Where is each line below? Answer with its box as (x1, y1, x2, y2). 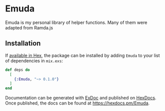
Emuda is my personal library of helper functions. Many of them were (5, 19, 148, 25)
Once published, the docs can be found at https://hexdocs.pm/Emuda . (5, 100, 150, 106)
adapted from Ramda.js (5, 24, 53, 30)
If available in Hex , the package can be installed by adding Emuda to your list (5, 52, 161, 58)
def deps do (5, 67, 30, 72)
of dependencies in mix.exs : (5, 58, 63, 64)
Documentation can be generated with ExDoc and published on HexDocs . (5, 95, 157, 101)
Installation (5, 39, 41, 48)
